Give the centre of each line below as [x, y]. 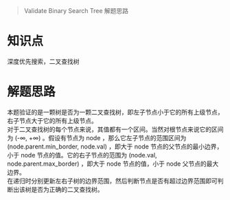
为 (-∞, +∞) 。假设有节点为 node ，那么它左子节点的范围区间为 [97, 137]
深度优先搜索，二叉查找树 [43, 61]
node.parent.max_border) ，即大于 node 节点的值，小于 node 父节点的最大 [113, 164]
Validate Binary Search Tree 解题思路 [76, 11]
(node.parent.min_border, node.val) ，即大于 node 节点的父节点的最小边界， [115, 146]
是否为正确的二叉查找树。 [67, 189]
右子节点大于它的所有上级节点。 [52, 120]
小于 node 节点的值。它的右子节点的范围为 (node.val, [82, 155]
